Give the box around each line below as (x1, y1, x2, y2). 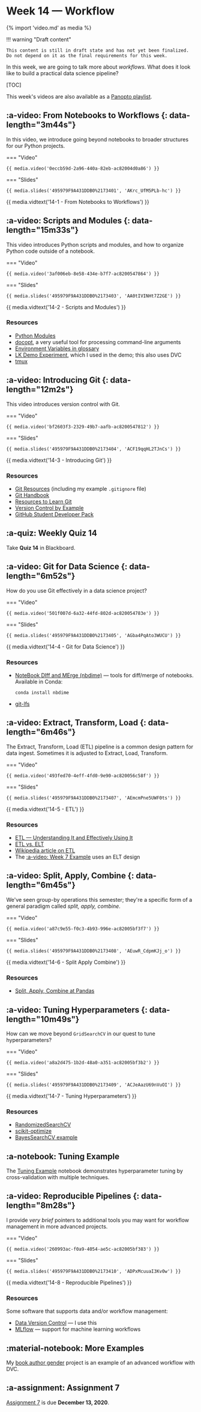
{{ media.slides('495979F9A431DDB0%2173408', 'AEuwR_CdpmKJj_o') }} (6, 948, 181, 954)
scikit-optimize (14, 1127, 52, 1135)
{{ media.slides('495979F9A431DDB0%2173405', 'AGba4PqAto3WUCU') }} (6, 632, 181, 638)
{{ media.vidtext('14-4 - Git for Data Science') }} (6, 643, 125, 650)
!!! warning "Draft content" (6, 35, 71, 43)
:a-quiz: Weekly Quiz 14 (6, 528, 97, 538)
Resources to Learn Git (14, 498, 72, 505)
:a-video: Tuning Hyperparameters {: (6, 1005, 148, 1015)
